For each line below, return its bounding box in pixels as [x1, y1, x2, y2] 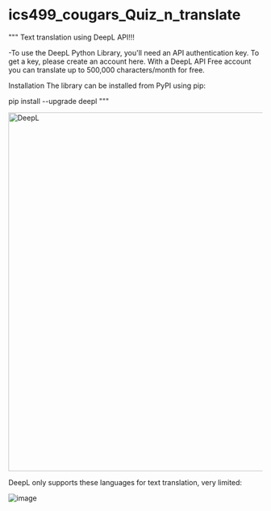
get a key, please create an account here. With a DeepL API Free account [8, 56, 252, 66]
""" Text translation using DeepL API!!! [8, 32, 135, 42]
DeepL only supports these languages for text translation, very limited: [8, 477, 243, 487]
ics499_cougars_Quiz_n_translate [8, 6, 241, 24]
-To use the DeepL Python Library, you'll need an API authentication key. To [8, 48, 260, 57]
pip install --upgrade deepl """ [8, 96, 110, 106]
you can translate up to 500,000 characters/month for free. [8, 64, 206, 74]
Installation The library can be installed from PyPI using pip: [8, 81, 206, 90]
